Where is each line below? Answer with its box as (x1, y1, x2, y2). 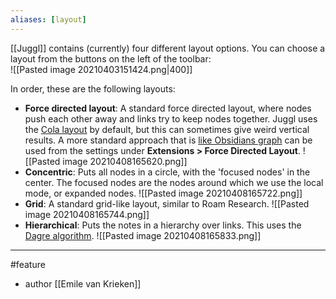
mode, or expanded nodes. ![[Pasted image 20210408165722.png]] (24, 187, 303, 199)
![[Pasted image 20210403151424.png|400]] (10, 63, 193, 75)
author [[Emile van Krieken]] (24, 277, 142, 290)
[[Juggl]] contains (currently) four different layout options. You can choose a (10, 42, 326, 54)
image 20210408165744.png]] (24, 208, 150, 220)
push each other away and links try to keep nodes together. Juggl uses (24, 112, 318, 125)
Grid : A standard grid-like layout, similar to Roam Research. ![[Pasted (24, 197, 310, 210)
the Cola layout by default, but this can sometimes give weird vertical (24, 123, 310, 135)
